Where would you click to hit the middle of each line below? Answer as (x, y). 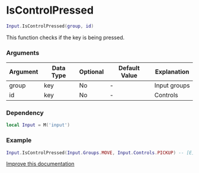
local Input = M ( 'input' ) (38, 125)
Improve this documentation (41, 164)
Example (19, 140)
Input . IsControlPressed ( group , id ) (50, 26)
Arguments (23, 53)
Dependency (25, 113)
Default (129, 68)
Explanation (172, 72)
